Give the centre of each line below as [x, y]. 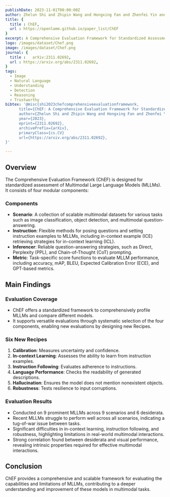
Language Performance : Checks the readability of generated [77, 372]
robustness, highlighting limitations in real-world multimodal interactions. [88, 434]
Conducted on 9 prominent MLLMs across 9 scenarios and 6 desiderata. [88, 413]
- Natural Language [30, 81]
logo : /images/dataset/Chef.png [39, 43]
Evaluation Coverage [31, 299]
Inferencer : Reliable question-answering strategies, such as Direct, [82, 247]
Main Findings [28, 284]
